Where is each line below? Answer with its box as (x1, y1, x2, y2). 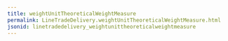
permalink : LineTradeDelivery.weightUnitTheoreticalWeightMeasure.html (7, 17, 221, 24)
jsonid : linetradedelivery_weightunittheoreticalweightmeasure (7, 23, 196, 30)
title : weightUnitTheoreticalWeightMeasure (7, 10, 137, 17)
